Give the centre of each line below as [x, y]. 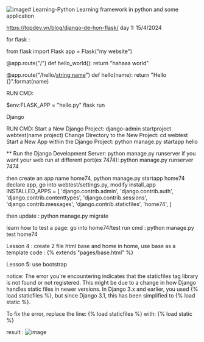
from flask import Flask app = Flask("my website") [69, 51]
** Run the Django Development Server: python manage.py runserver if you [101, 153]
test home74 [22, 234]
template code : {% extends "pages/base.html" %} [70, 252]
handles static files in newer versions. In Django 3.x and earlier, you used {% [102, 289]
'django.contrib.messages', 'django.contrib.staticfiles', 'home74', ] [89, 204]
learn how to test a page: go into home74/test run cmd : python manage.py [100, 228]
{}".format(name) [28, 81]
